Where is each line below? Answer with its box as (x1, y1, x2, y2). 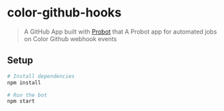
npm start (7, 98, 36, 105)
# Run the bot (7, 91, 48, 99)
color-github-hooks (7, 5, 122, 21)
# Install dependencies (7, 73, 75, 79)
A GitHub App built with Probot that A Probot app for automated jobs (23, 27, 217, 36)
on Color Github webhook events (23, 34, 117, 42)
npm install (7, 79, 41, 86)
